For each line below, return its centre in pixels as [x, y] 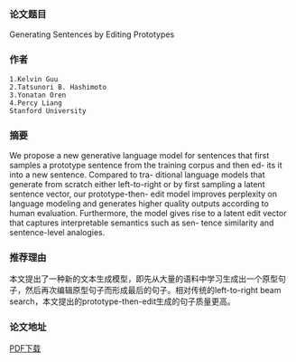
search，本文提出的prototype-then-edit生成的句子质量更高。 [123, 301]
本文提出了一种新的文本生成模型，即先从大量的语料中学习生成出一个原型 [143, 279]
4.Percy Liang [36, 103]
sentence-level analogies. [57, 232]
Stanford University [48, 110]
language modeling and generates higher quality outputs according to [139, 203]
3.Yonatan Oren [38, 95]
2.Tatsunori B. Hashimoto [58, 87]
